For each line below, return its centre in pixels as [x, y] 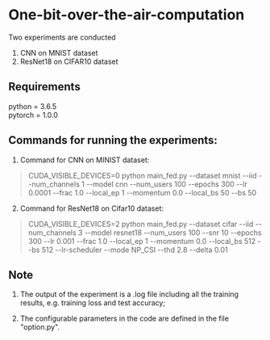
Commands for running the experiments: [113, 140]
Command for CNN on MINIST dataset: [85, 160]
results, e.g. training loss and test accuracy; [93, 303]
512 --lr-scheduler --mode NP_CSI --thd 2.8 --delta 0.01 [135, 250]
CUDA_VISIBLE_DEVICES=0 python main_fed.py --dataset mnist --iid [142, 175]
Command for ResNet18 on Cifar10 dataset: [91, 208]
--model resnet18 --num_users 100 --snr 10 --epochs [173, 233]
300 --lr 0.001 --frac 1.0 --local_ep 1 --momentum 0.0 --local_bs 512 [142, 241]
